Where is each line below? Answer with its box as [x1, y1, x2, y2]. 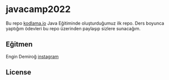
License [6, 68, 31, 76]
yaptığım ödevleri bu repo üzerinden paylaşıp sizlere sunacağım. [6, 25, 141, 31]
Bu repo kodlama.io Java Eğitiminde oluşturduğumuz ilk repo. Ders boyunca [6, 20, 164, 26]
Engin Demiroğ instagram [6, 53, 59, 59]
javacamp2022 [6, 4, 71, 15]
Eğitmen [6, 40, 33, 49]
